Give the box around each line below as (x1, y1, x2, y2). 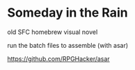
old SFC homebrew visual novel (7, 28, 98, 36)
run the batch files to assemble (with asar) (7, 41, 129, 49)
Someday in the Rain (7, 5, 128, 21)
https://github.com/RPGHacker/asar (7, 54, 110, 63)
